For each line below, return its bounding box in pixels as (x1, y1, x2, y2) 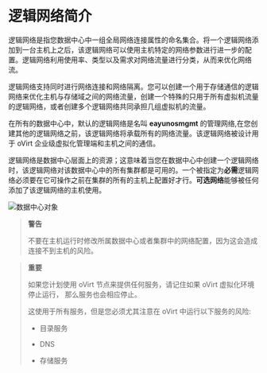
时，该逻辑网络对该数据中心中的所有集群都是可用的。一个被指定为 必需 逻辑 (8, 165, 252, 175)
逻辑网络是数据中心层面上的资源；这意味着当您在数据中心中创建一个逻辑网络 (8, 155, 259, 165)
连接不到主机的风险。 (27, 246, 98, 255)
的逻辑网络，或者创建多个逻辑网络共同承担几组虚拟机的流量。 (8, 101, 211, 111)
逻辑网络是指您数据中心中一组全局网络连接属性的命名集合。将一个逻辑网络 (8, 35, 252, 45)
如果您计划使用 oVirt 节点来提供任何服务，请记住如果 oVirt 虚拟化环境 (27, 279, 255, 289)
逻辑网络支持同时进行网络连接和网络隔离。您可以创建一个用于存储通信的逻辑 (8, 81, 259, 91)
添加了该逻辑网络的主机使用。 (8, 185, 106, 195)
